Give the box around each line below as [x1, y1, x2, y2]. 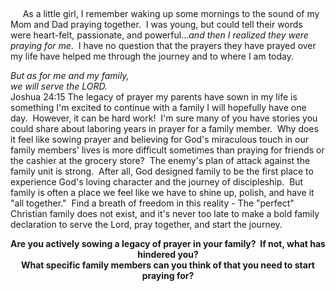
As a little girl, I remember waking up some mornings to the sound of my [22, 8, 320, 19]
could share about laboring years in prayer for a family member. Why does [10, 123, 319, 134]
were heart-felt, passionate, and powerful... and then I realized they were [10, 29, 309, 41]
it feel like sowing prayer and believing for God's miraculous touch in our [10, 134, 309, 145]
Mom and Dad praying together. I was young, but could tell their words [10, 19, 303, 30]
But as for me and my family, [10, 70, 130, 81]
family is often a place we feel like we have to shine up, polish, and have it [10, 187, 315, 198]
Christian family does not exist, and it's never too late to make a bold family [10, 208, 320, 219]
